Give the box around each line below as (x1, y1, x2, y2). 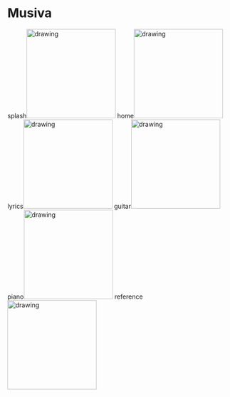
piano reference (7, 292, 144, 301)
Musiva (7, 5, 52, 21)
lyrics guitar (7, 202, 132, 210)
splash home (7, 111, 134, 120)
